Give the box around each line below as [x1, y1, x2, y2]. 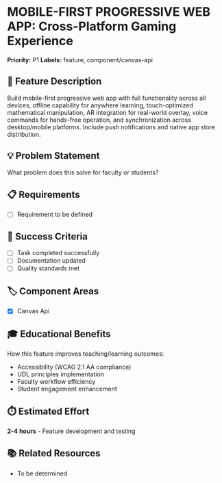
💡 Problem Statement [7, 150, 100, 161]
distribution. [7, 130, 41, 138]
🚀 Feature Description [7, 76, 102, 88]
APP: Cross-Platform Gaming [7, 18, 177, 34]
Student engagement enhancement [16, 384, 118, 393]
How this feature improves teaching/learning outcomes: [7, 350, 164, 358]
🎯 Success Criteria [7, 231, 88, 242]
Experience [7, 34, 73, 49]
